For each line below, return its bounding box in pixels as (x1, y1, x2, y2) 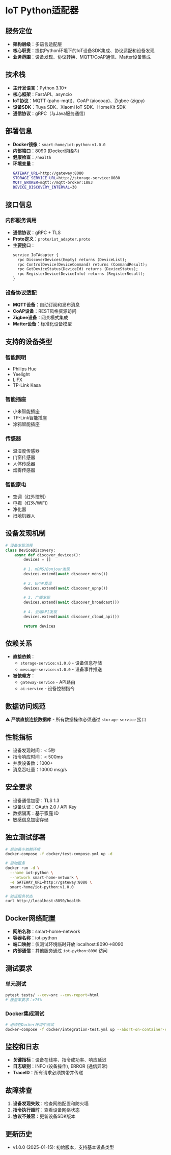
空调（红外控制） (12, 493, 49, 500)
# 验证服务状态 (5, 893, 33, 899)
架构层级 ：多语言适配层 (12, 41, 62, 47)
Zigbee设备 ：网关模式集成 (12, 315, 69, 321)
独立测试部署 (5, 833, 46, 842)
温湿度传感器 (12, 447, 40, 454)
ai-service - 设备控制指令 (20, 686, 75, 692)
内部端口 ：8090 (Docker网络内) (12, 148, 80, 154)
